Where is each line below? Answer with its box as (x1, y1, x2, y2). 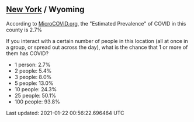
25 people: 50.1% (14, 92, 57, 99)
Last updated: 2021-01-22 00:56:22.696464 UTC (6, 109, 124, 116)
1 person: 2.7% (14, 61, 51, 68)
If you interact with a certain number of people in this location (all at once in (6, 37, 188, 44)
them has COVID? (6, 49, 49, 57)
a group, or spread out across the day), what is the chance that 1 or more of (6, 44, 188, 51)
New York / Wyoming (6, 5, 85, 15)
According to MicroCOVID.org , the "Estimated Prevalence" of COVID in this (6, 20, 186, 27)
